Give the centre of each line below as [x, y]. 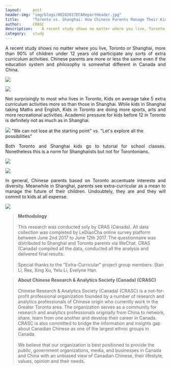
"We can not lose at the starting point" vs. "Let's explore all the [77, 131]
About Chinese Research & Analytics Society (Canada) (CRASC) [87, 280]
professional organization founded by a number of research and [97, 296]
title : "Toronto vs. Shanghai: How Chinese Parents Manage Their [82, 19]
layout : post [24, 10]
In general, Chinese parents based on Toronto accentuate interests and [85, 180]
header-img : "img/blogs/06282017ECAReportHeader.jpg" [64, 15]
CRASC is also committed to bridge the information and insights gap [89, 323]
